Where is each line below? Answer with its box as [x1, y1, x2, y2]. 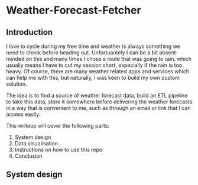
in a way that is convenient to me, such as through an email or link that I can [6, 105, 191, 111]
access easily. [6, 111, 41, 118]
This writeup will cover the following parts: [6, 122, 109, 129]
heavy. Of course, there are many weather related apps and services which [6, 68, 190, 74]
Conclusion [14, 152, 43, 160]
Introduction [6, 27, 53, 37]
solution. [6, 80, 28, 87]
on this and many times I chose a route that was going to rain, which [25, 56, 192, 62]
